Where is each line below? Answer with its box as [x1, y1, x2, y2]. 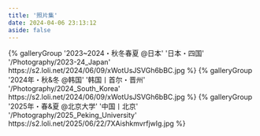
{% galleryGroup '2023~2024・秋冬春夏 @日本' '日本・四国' [8, 49, 205, 58]
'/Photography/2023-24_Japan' [8, 57, 111, 67]
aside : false [8, 26, 51, 34]
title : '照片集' [8, 11, 58, 20]
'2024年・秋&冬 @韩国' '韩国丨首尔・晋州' [8, 75, 146, 85]
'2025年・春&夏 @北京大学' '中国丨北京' [8, 101, 139, 111]
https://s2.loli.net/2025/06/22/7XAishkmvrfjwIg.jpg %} [8, 119, 187, 128]
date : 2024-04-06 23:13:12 [8, 19, 97, 27]
